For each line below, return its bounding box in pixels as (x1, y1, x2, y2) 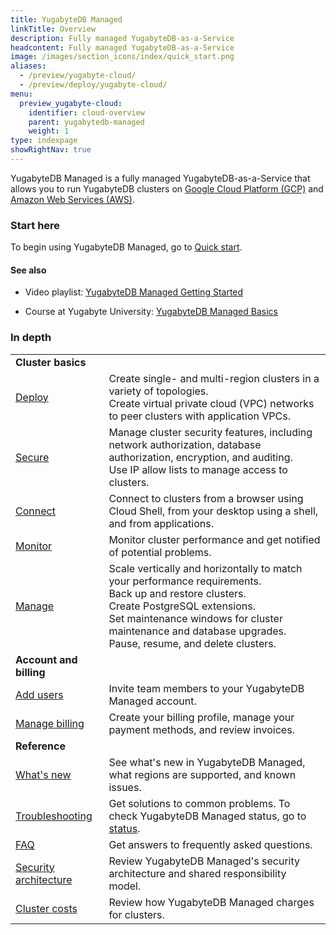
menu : (10, 89, 33, 99)
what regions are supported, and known (108, 767, 297, 781)
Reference (15, 739, 66, 753)
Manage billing (15, 716, 85, 730)
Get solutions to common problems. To (108, 796, 291, 810)
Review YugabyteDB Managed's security (108, 854, 300, 868)
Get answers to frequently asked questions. (108, 837, 313, 851)
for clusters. (108, 907, 165, 921)
